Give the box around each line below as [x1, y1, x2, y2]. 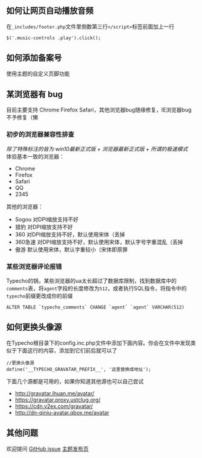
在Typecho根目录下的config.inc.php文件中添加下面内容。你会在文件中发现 [6, 339, 191, 347]
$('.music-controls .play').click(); [6, 35, 101, 41]
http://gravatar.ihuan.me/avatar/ [14, 389, 95, 397]
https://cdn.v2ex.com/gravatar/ [14, 403, 93, 410]
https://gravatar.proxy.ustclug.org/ [14, 396, 101, 403]
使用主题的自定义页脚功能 [6, 70, 70, 77]
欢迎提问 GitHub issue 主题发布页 [6, 445, 89, 452]
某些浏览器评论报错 [6, 262, 62, 271]
